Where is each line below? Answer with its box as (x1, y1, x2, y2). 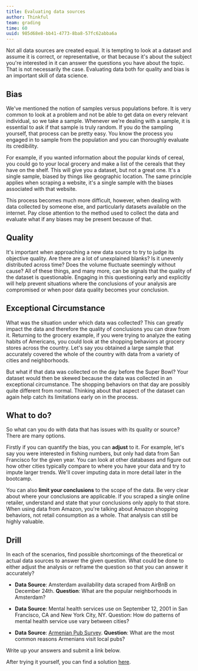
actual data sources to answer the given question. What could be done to (6, 557, 184, 565)
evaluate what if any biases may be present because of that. (6, 215, 153, 222)
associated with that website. (6, 185, 77, 192)
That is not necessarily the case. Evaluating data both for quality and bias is (6, 66, 190, 73)
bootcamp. (6, 475, 32, 482)
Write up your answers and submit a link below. (6, 647, 121, 654)
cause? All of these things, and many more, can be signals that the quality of (6, 267, 192, 274)
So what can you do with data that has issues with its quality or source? (6, 426, 180, 433)
